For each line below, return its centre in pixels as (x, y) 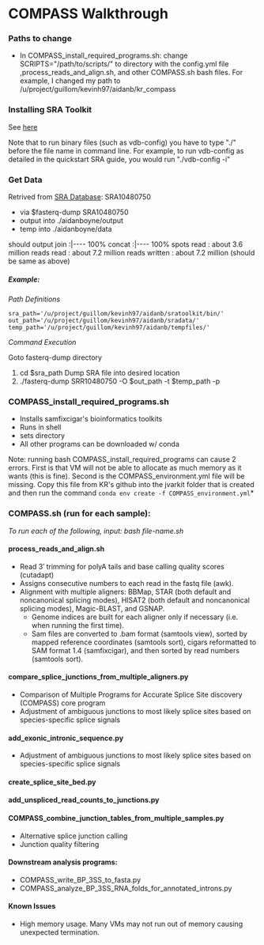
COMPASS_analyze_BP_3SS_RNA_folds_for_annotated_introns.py (126, 888)
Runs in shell (40, 427)
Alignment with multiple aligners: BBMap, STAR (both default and (125, 592)
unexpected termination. (60, 932)
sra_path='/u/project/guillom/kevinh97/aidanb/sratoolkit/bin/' (116, 314)
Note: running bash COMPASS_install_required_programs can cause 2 (123, 459)
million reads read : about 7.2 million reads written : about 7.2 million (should (132, 253)
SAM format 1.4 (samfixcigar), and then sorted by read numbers (135, 650)
